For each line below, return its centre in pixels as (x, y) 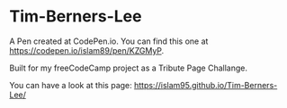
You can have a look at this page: (71, 85)
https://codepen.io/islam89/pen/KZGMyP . (87, 50)
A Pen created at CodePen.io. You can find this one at (109, 41)
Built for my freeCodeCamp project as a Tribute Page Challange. (128, 68)
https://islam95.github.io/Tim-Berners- (206, 85)
